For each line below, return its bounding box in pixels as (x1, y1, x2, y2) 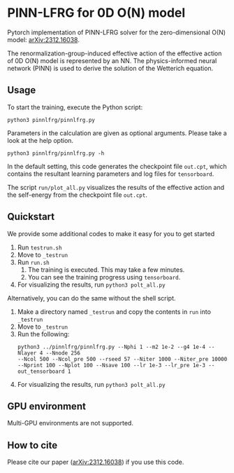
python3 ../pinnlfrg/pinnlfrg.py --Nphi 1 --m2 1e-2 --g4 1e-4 (17, 343, 206, 350)
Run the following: (17, 329, 70, 338)
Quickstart (7, 211, 55, 223)
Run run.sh (17, 258, 50, 266)
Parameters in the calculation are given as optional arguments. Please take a (7, 128, 227, 137)
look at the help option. (7, 136, 74, 144)
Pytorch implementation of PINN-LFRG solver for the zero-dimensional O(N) (7, 28, 226, 36)
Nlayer (17, 349, 37, 357)
